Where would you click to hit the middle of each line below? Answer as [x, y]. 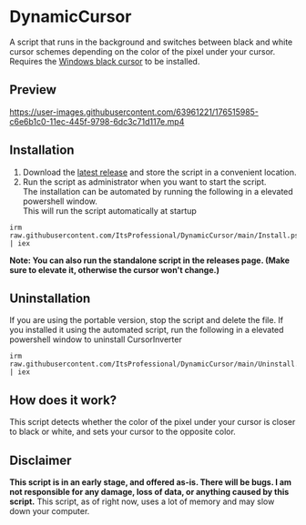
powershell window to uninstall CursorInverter [96, 339]
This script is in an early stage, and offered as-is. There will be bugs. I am [151, 482]
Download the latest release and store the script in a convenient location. [159, 172]
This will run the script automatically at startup [110, 210]
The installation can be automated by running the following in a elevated [158, 191]
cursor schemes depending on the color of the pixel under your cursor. [143, 51]
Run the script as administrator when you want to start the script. [144, 182]
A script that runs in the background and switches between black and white [151, 42]
